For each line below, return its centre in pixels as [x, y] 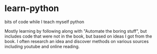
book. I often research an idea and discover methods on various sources [77, 41]
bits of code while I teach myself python [44, 22]
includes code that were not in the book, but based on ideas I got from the [78, 36]
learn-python [32, 8]
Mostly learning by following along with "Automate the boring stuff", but [76, 31]
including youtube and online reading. [42, 46]
